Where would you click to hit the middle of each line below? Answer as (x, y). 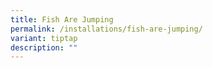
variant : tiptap (44, 38)
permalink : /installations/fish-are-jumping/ (106, 29)
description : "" (44, 47)
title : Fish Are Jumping (62, 19)
